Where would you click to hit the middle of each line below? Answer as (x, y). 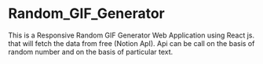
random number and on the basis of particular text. (91, 52)
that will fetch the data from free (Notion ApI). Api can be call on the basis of (131, 43)
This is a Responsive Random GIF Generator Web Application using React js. (131, 35)
